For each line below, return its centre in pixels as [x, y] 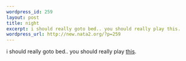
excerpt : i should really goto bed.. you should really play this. [94, 29]
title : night [23, 23]
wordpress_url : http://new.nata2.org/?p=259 [64, 34]
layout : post [23, 18]
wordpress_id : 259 [29, 12]
